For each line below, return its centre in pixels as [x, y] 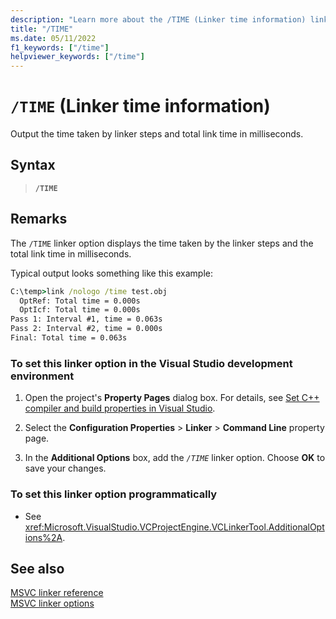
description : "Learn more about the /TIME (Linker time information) [158, 19]
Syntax [33, 165]
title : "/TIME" [42, 29]
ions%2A [43, 537]
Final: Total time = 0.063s [69, 338]
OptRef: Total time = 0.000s [80, 301]
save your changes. [65, 468]
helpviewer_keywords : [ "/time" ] [77, 57]
